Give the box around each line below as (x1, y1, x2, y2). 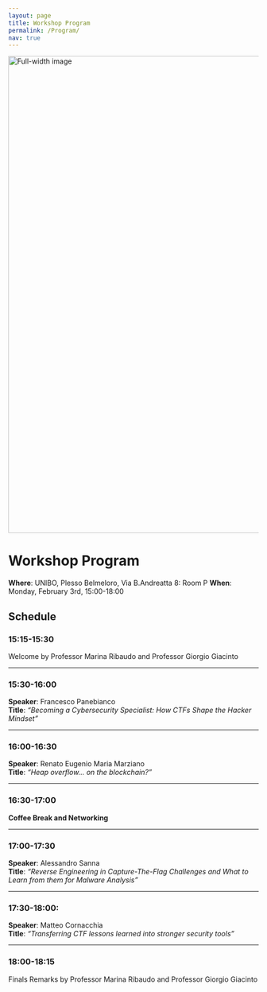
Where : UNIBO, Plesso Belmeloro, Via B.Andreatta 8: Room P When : (8, 578, 232, 588)
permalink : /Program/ (8, 26, 80, 34)
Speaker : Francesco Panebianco (8, 697, 116, 707)
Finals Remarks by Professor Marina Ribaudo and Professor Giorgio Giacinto (8, 975, 258, 984)
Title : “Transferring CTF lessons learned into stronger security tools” (8, 929, 234, 939)
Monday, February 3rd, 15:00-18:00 (8, 587, 125, 596)
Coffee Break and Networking (8, 812, 109, 823)
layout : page (8, 11, 52, 20)
